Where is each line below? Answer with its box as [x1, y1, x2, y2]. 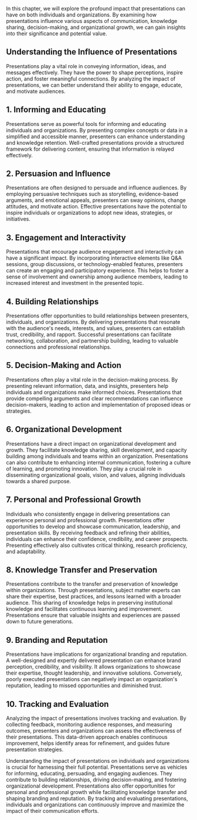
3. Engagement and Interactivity [6, 233, 126, 243]
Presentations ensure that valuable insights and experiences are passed [6, 612, 180, 619]
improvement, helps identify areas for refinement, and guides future [6, 739, 170, 746]
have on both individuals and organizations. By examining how [6, 11, 157, 18]
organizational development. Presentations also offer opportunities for [6, 782, 176, 789]
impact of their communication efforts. [6, 807, 99, 814]
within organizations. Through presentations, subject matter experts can [6, 587, 181, 594]
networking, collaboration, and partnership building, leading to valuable [6, 337, 179, 344]
